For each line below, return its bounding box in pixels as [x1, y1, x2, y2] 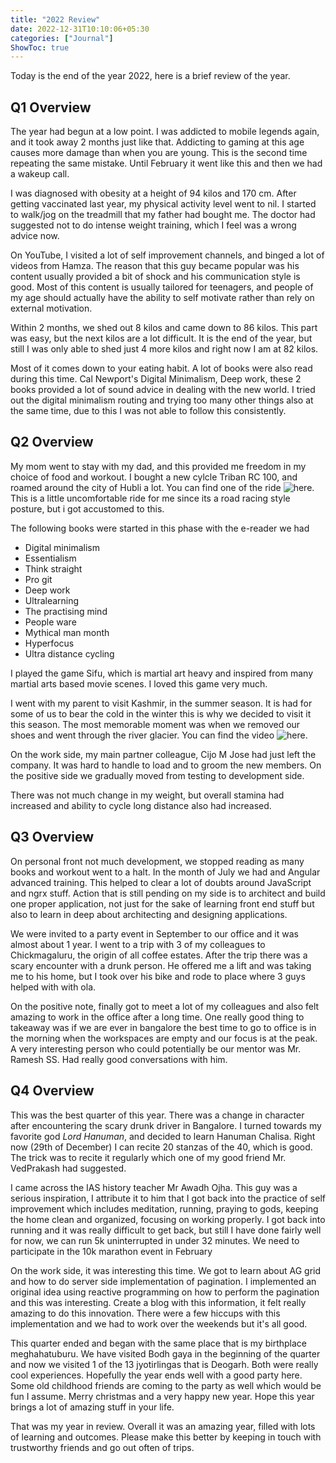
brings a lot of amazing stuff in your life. [10, 1401, 175, 1413]
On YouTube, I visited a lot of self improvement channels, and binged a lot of [10, 249, 325, 261]
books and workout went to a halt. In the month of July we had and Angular [10, 866, 321, 878]
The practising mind [24, 605, 108, 617]
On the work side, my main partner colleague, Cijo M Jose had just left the [10, 748, 317, 760]
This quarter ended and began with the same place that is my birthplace [10, 1337, 308, 1349]
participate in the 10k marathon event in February [10, 1245, 213, 1257]
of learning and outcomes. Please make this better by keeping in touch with [10, 1431, 322, 1443]
